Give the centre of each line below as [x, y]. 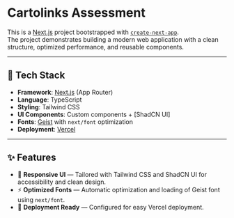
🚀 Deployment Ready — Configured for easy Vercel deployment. [110, 207]
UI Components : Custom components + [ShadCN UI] [94, 114]
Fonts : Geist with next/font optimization [75, 122]
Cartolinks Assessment [77, 13]
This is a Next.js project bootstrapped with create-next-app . [93, 32]
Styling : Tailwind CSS [48, 107]
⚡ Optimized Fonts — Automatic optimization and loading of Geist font [119, 189]
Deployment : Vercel [46, 129]
